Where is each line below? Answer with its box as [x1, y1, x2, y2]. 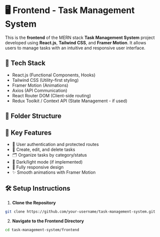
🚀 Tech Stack [5, 59, 46, 67]
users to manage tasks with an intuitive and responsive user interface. [5, 45, 146, 51]
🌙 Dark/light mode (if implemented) [12, 159, 83, 164]
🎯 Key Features [5, 128, 52, 137]
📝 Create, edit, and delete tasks [12, 146, 75, 152]
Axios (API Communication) [12, 87, 68, 93]
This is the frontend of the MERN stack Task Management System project [5, 35, 155, 40]
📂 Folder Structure [5, 112, 62, 120]
